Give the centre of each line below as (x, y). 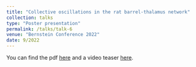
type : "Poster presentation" (43, 23)
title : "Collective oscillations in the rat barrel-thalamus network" (98, 12)
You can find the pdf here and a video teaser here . (70, 58)
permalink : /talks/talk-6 (39, 29)
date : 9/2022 (23, 40)
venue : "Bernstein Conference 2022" (53, 35)
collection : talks (30, 18)
